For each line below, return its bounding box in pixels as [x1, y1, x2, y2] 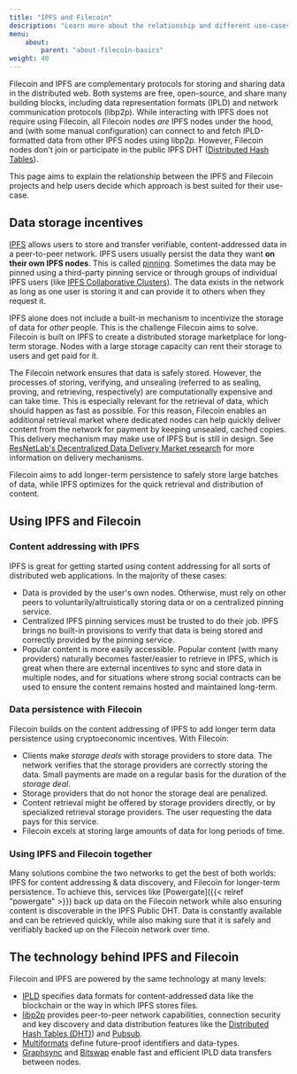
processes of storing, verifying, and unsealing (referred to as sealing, [9, 377, 262, 387]
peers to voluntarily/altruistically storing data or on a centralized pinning [21, 596, 285, 607]
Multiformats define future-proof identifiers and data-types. [21, 1038, 240, 1048]
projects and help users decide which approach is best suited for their [9, 181, 265, 191]
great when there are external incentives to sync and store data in [21, 662, 263, 673]
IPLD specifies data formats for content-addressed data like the [21, 990, 254, 1001]
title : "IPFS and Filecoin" [9, 12, 113, 22]
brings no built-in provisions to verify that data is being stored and [21, 625, 263, 635]
